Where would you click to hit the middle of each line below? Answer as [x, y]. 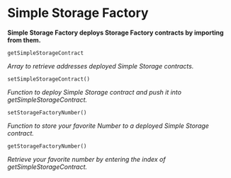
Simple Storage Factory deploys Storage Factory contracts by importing [116, 32]
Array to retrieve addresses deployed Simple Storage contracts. [101, 66]
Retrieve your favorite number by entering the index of [86, 159]
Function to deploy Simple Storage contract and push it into [95, 92]
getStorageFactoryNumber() [47, 146]
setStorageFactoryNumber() [47, 112]
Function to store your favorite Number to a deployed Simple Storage [108, 126]
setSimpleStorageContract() [49, 79]
